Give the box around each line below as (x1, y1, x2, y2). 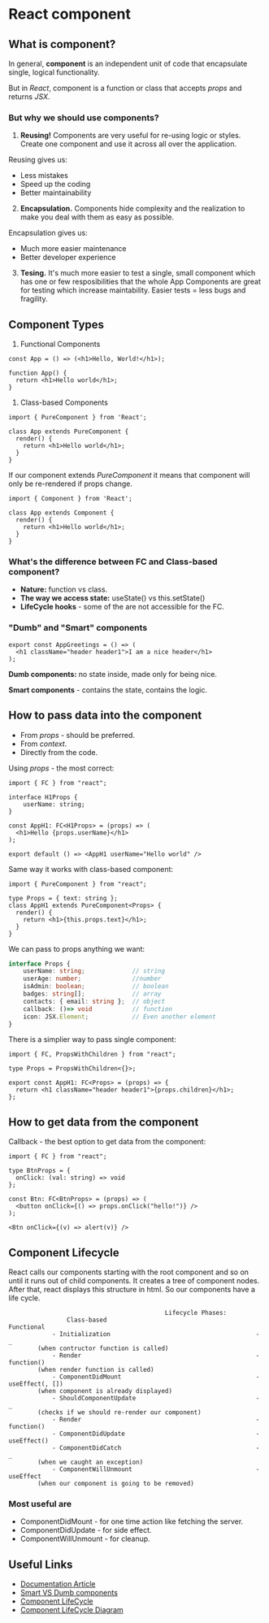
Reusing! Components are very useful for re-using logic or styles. (20, 131, 241, 141)
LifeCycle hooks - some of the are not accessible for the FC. (20, 602, 225, 612)
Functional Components (20, 339, 101, 349)
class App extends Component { (8, 509, 115, 517)
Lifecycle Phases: (164, 1309, 228, 1317)
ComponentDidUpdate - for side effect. (20, 1525, 152, 1535)
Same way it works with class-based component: (8, 864, 173, 874)
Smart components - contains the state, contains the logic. (8, 684, 207, 695)
